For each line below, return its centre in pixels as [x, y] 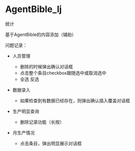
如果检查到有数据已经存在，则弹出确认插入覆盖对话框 [75, 100]
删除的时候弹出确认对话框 [46, 66]
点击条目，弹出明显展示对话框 [51, 143]
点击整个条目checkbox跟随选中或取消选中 [63, 73]
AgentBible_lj [33, 9]
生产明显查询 [26, 111]
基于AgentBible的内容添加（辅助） [41, 34]
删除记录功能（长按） [42, 122]
